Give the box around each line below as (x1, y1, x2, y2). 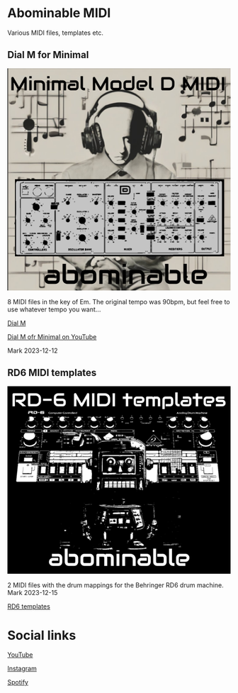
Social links (7, 627, 76, 643)
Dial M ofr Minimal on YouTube (7, 332, 97, 341)
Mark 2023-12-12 (7, 346, 58, 355)
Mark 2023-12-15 (7, 589, 58, 597)
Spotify (7, 678, 28, 687)
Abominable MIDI (7, 5, 111, 21)
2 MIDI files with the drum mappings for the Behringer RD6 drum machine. (7, 581, 225, 589)
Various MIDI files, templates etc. (7, 28, 104, 37)
